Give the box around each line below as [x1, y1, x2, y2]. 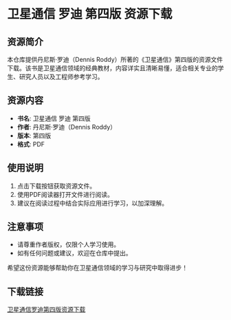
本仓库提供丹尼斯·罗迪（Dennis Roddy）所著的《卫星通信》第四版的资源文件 [7, 56, 223, 63]
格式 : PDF [16, 140, 45, 148]
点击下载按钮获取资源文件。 [16, 182, 96, 190]
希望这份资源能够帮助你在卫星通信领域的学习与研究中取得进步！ [7, 264, 188, 272]
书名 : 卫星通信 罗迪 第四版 [16, 114, 91, 122]
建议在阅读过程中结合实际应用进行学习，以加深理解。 [16, 199, 168, 207]
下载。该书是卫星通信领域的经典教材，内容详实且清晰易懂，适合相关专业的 [7, 64, 218, 72]
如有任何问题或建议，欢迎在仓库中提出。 [16, 249, 132, 257]
